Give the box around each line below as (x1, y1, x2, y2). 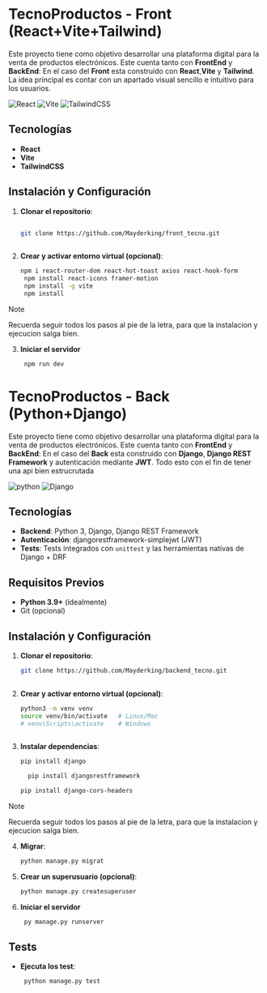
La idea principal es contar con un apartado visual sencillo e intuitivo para (8, 75, 255, 84)
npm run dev (23, 360, 65, 368)
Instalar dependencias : (19, 742, 100, 751)
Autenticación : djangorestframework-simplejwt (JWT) (19, 535, 202, 545)
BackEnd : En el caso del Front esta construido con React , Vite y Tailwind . (8, 66, 255, 75)
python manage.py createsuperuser (19, 887, 137, 896)
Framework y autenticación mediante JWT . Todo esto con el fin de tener (8, 457, 252, 467)
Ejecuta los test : (19, 961, 75, 971)
